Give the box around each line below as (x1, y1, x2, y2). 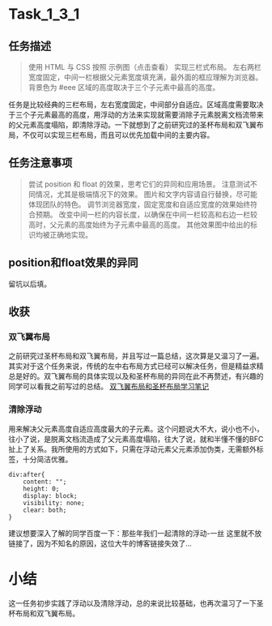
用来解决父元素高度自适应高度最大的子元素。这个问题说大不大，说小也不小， (8, 423, 264, 434)
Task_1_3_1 (8, 5, 80, 24)
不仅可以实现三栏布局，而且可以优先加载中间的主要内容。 (22, 131, 215, 139)
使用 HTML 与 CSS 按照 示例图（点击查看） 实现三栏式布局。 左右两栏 (28, 62, 261, 71)
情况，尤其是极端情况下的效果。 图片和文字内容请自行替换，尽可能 (35, 189, 257, 199)
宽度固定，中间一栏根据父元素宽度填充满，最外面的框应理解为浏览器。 (28, 72, 263, 82)
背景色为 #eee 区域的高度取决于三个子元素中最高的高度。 (28, 83, 220, 92)
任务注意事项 (8, 156, 73, 170)
